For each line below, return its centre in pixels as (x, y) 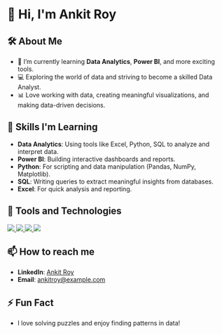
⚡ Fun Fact (30, 303)
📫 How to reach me (51, 252)
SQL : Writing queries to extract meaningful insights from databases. (115, 181)
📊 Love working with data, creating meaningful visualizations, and (113, 95)
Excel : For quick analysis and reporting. (75, 188)
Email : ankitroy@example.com (61, 280)
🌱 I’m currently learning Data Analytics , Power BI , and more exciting (116, 62)
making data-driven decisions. (61, 105)
